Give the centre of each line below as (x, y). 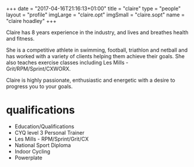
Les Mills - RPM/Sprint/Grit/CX (52, 139)
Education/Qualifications (44, 126)
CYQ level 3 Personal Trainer (49, 132)
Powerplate (29, 158)
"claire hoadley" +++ (31, 21)
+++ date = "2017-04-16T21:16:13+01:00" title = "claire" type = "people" (93, 9)
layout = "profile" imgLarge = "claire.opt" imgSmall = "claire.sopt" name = (96, 15)
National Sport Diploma (43, 145)
